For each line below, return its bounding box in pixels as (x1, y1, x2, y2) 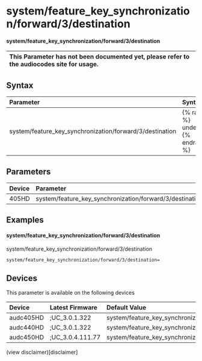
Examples (6, 215, 44, 225)
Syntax (6, 80, 34, 90)
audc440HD (9, 324, 44, 332)
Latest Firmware (49, 303, 98, 312)
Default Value (106, 303, 146, 312)
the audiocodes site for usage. (9, 60, 99, 69)
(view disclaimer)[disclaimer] (6, 348, 78, 356)
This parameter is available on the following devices (6, 289, 135, 297)
